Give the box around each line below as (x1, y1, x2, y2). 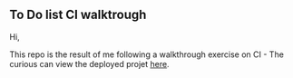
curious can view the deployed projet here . (9, 58, 170, 69)
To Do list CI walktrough (9, 7, 147, 23)
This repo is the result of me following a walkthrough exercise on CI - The (9, 49, 284, 60)
